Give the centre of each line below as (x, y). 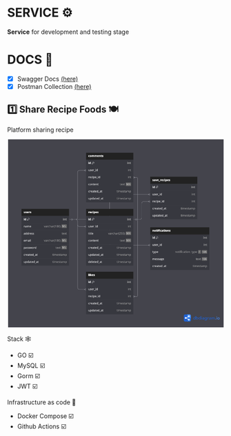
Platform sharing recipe (40, 130)
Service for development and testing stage (68, 32)
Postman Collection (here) (54, 86)
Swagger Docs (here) (48, 79)
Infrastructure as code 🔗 (42, 402)
